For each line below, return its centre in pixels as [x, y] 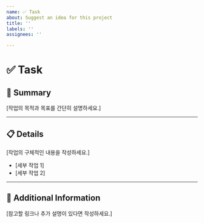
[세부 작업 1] [29, 165]
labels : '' [20, 29]
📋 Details [25, 134]
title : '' [19, 23]
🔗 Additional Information [53, 198]
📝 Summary [29, 93]
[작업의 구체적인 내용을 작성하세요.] [48, 152]
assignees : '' [24, 35]
